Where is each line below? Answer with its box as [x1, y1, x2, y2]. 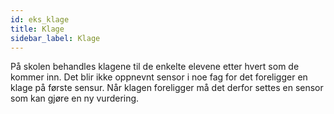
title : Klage [10, 24, 65, 34]
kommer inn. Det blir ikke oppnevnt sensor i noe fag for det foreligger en [10, 71, 308, 83]
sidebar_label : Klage [10, 33, 101, 43]
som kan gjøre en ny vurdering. [10, 92, 140, 105]
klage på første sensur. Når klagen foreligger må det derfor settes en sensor [10, 82, 324, 94]
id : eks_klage [10, 14, 70, 25]
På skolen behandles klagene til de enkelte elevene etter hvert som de [10, 61, 300, 73]
